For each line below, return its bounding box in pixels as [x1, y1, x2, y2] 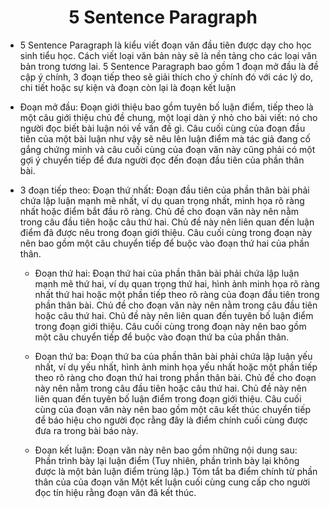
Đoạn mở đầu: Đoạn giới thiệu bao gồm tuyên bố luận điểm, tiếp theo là [19, 101, 314, 113]
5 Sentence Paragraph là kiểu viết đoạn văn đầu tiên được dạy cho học [19, 39, 312, 51]
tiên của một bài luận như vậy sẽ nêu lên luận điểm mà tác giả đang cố [19, 132, 311, 145]
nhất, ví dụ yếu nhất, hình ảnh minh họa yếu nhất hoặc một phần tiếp [34, 361, 318, 373]
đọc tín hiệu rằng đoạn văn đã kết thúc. [34, 486, 197, 498]
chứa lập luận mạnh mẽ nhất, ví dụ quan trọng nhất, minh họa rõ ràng [19, 194, 305, 206]
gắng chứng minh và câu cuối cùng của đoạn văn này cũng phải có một [19, 143, 316, 155]
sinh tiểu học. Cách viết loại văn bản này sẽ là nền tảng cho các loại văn [19, 49, 317, 61]
